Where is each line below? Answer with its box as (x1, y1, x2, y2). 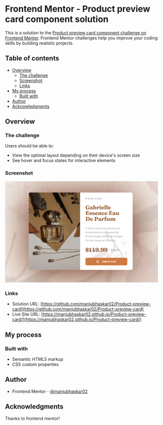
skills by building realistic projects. (5, 40, 74, 46)
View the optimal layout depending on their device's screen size (12, 152, 140, 159)
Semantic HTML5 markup (12, 356, 64, 362)
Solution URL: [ (12, 301, 42, 307)
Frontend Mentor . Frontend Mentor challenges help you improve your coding (5, 35, 158, 41)
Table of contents (5, 54, 59, 63)
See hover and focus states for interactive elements (12, 158, 115, 163)
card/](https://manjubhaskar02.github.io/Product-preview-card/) (12, 317, 142, 322)
